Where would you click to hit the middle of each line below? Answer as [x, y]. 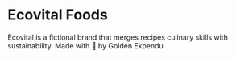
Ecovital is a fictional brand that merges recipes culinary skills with [118, 37]
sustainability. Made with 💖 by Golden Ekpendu [86, 45]
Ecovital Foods [58, 15]
